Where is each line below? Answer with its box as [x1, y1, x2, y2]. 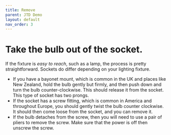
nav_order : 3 [5, 21, 33, 27]
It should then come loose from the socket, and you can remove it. [12, 108, 153, 115]
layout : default [5, 17, 40, 22]
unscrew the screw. [12, 125, 54, 131]
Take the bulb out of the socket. [5, 44, 143, 55]
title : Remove [5, 7, 36, 13]
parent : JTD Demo [5, 12, 42, 17]
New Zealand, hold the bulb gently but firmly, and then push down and [12, 81, 162, 87]
